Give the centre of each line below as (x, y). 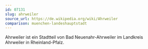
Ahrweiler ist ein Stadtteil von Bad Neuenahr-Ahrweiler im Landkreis (74, 37)
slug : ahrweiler (22, 14)
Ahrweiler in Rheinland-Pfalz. (35, 43)
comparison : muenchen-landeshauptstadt (46, 23)
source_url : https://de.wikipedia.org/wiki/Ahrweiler (62, 19)
